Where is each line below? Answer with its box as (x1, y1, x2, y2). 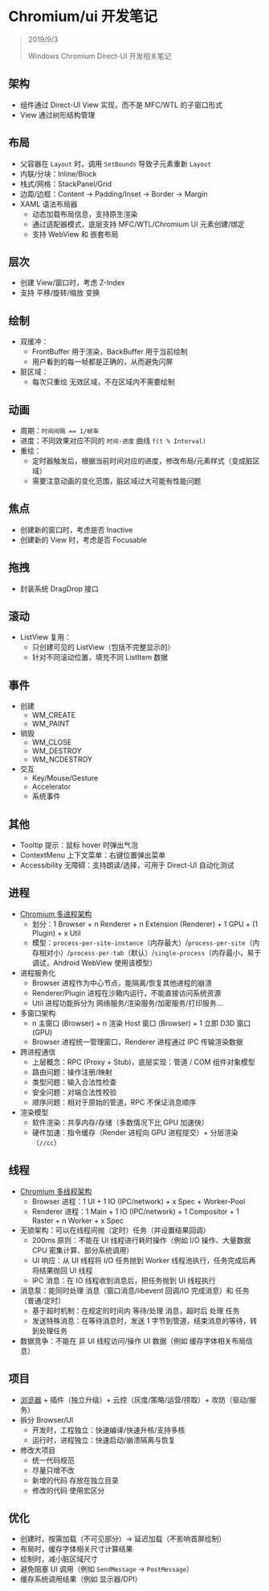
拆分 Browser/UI (19, 1415, 74, 1424)
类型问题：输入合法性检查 (31, 1077, 117, 1087)
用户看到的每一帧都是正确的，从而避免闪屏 (31, 357, 173, 367)
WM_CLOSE (31, 738, 72, 748)
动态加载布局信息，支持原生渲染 (31, 209, 138, 218)
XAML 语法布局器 (19, 199, 78, 209)
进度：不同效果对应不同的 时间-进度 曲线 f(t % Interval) (19, 436, 206, 445)
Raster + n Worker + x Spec (31, 1216, 124, 1225)
